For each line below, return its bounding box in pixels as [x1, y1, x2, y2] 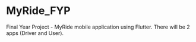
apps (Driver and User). [6, 29, 64, 36]
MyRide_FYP [6, 4, 71, 17]
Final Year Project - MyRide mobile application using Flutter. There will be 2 [6, 23, 190, 30]
